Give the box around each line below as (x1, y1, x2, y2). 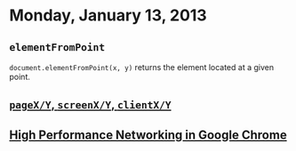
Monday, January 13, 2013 (9, 5, 207, 26)
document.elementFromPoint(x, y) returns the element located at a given (9, 62, 274, 72)
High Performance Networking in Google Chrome (9, 127, 287, 142)
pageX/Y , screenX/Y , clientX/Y (9, 97, 172, 112)
